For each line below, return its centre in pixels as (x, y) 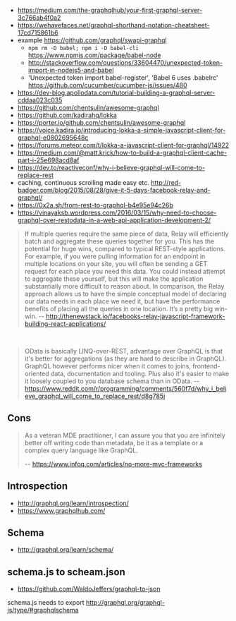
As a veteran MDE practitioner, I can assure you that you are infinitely (125, 435)
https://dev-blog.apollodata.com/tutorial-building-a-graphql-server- (116, 92)
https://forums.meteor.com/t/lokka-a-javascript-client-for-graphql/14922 (123, 145)
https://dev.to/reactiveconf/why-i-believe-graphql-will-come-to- (111, 168)
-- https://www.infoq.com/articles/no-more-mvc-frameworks (113, 464)
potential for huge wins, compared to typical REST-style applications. (125, 249)
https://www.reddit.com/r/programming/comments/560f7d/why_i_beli (125, 388)
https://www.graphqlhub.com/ (61, 510)
